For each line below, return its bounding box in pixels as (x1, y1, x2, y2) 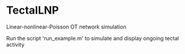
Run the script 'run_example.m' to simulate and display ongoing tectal (6, 34, 179, 42)
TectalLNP (6, 4, 59, 17)
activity (6, 41, 25, 48)
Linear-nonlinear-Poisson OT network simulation (6, 23, 127, 30)
